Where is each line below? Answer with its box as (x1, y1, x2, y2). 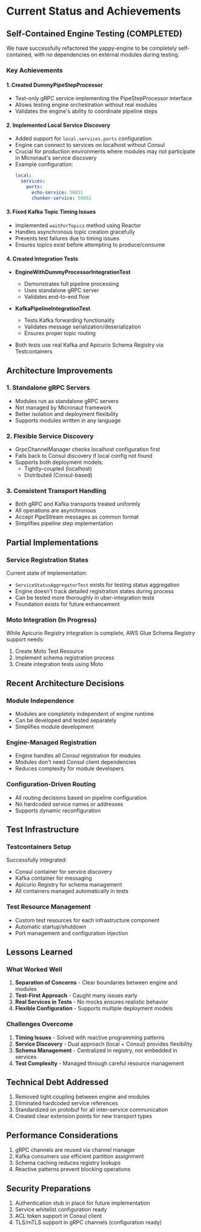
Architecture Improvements (6, 366, 113, 376)
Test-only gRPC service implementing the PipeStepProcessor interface (15, 95, 193, 102)
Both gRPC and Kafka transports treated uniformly (15, 500, 141, 508)
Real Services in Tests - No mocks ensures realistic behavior (15, 998, 168, 1006)
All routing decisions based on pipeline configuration (15, 794, 147, 801)
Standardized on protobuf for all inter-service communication (15, 1106, 168, 1114)
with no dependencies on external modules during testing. (34, 51, 180, 58)
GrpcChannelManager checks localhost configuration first (15, 446, 160, 453)
